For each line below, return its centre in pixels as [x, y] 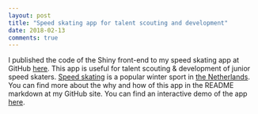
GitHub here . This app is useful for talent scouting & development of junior [129, 69]
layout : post [30, 15]
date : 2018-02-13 [37, 30]
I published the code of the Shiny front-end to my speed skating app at [124, 60]
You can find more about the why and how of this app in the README [121, 85]
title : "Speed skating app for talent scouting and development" [118, 23]
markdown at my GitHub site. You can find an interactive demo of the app [128, 94]
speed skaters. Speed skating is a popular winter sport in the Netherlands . [129, 77]
